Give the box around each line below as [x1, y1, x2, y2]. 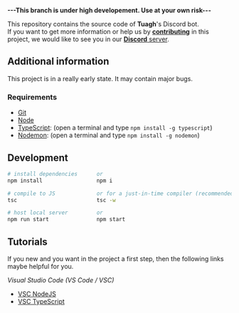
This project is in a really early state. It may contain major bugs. [7, 74, 193, 83]
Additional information [7, 55, 110, 68]
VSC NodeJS [17, 290, 57, 298]
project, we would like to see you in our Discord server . [7, 35, 169, 43]
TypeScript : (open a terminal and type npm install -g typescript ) [17, 124, 213, 132]
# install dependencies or [7, 170, 103, 177]
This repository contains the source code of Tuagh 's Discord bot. [7, 20, 199, 28]
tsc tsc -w [7, 196, 116, 203]
